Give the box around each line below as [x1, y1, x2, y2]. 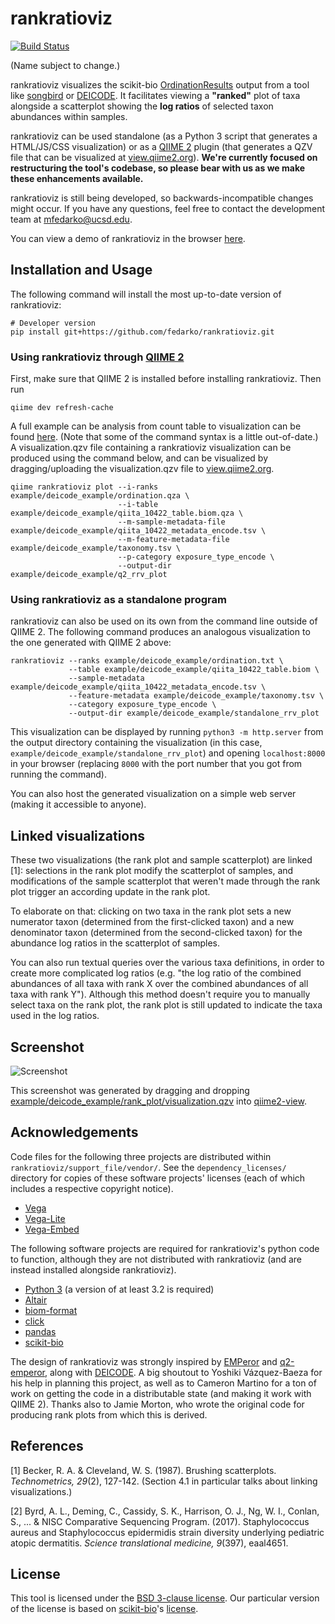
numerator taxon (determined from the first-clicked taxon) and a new [10, 916, 295, 928]
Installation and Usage [10, 262, 153, 279]
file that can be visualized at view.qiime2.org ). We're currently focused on [10, 151, 318, 163]
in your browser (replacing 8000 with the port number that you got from [10, 758, 303, 770]
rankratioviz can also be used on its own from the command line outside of [10, 615, 318, 627]
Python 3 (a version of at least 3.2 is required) [24, 1283, 215, 1295]
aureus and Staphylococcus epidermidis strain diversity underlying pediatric [10, 1526, 325, 1538]
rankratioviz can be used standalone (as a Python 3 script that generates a [10, 130, 318, 142]
